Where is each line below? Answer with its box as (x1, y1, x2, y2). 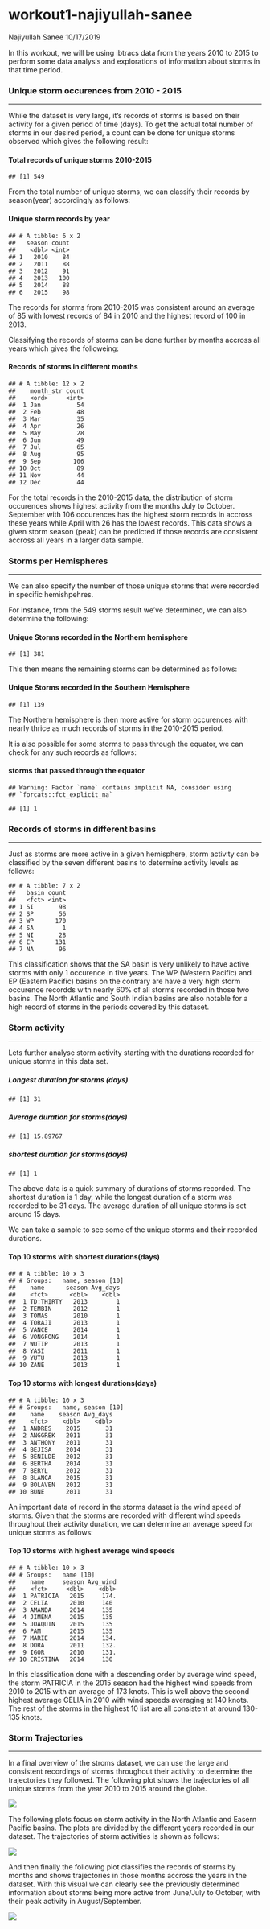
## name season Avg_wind (8, 1577, 117, 1586)
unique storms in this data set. (8, 1057, 108, 1066)
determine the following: (8, 614, 89, 624)
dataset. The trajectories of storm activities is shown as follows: (8, 1832, 219, 1841)
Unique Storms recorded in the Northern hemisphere (8, 632, 189, 641)
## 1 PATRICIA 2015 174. (8, 1592, 117, 1600)
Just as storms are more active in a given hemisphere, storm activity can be (8, 849, 260, 859)
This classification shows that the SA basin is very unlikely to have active (8, 959, 250, 969)
